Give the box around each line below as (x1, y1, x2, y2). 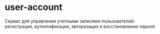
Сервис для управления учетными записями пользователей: (4, 18, 135, 24)
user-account (4, 1, 63, 13)
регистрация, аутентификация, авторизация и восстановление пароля (4, 23, 155, 29)
